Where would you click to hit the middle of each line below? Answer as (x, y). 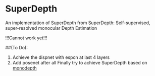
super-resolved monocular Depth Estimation (51, 28)
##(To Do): (16, 47)
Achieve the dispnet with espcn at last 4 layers (61, 57)
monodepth (24, 68)
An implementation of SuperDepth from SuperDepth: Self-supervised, (78, 23)
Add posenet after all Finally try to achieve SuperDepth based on (80, 62)
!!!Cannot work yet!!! (26, 38)
